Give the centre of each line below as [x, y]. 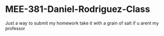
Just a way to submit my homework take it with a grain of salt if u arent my [82, 23]
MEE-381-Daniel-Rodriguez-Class [78, 9]
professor [15, 28]
